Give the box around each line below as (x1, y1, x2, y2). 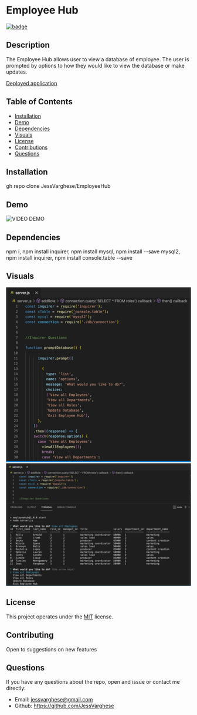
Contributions (14, 144, 48, 151)
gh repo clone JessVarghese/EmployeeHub (6, 183, 111, 190)
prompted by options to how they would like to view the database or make (6, 62, 185, 69)
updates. (6, 68, 28, 75)
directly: (6, 684, 26, 692)
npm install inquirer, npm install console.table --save (6, 254, 133, 261)
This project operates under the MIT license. (6, 613, 113, 620)
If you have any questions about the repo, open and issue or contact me (6, 678, 180, 686)
